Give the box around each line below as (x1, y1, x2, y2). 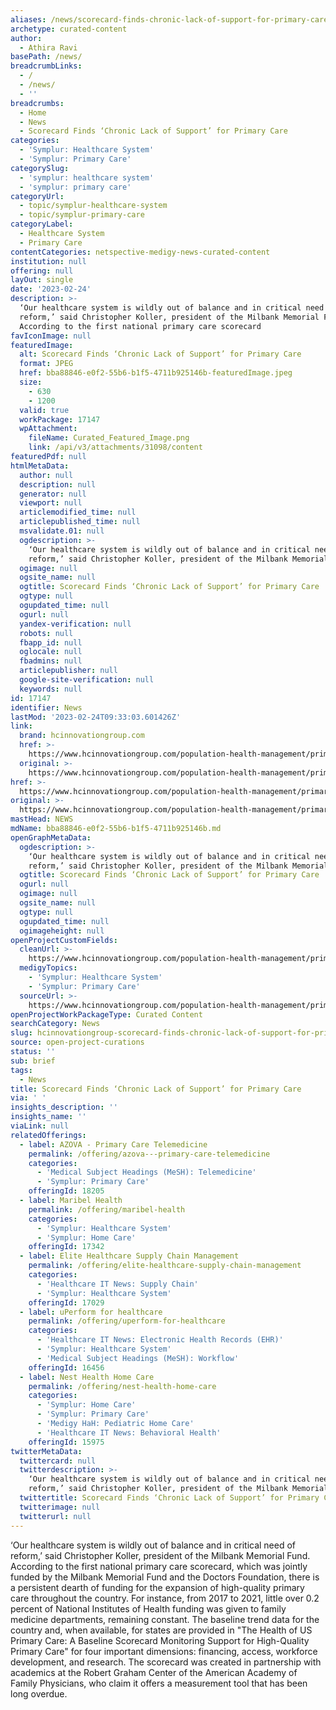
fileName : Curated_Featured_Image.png (28, 433, 190, 443)
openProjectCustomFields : (10, 935, 118, 945)
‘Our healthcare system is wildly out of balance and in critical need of (10, 1539, 297, 1551)
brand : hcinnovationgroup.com (19, 731, 145, 741)
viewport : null (19, 498, 83, 508)
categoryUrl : (10, 191, 65, 201)
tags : (10, 1065, 33, 1075)
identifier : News (10, 702, 83, 713)
